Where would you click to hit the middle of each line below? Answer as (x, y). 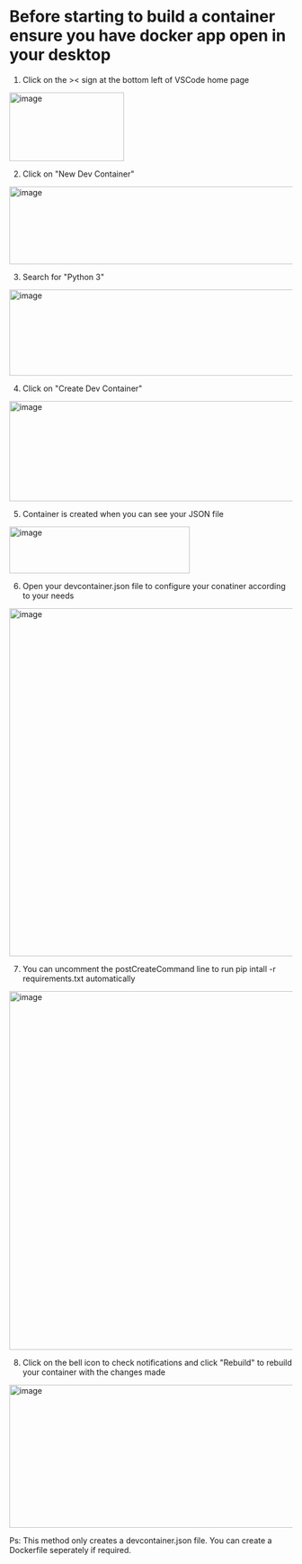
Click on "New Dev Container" (78, 174)
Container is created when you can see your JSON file (123, 514)
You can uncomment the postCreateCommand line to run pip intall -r (149, 968)
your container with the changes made (94, 1372)
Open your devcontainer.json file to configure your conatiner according (154, 586)
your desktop (60, 55)
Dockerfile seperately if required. (71, 1550)
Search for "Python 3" (63, 277)
